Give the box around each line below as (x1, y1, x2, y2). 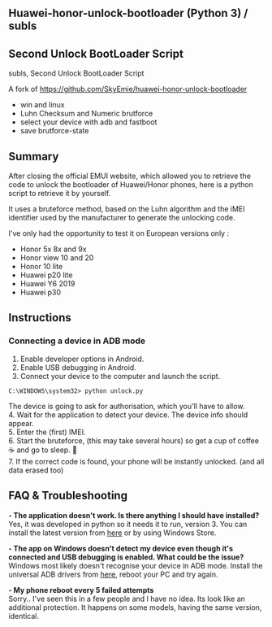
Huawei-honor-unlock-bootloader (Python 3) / (8, 7, 248, 20)
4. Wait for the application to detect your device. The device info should (8, 410, 248, 420)
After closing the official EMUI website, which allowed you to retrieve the (8, 171, 252, 181)
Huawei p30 (19, 288, 62, 298)
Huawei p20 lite (19, 270, 73, 280)
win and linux (19, 100, 65, 110)
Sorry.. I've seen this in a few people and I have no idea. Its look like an (8, 594, 246, 603)
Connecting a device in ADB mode (8, 335, 146, 346)
